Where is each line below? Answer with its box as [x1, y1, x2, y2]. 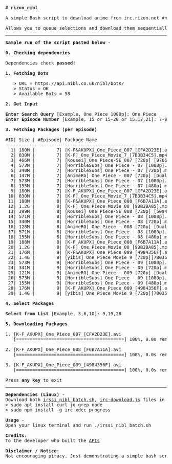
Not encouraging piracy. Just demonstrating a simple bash [5, 453, 157, 459]
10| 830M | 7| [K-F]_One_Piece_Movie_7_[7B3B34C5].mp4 [8, 193, 167, 199]
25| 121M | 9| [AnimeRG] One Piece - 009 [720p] [8, 270, 152, 276]
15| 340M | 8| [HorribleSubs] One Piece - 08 [8, 219, 143, 225]
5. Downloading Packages [5, 321, 68, 327]
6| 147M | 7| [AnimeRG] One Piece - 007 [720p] [10, 173, 152, 179]
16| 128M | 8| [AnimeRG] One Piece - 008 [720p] [8, 224, 152, 230]
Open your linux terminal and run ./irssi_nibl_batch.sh [5, 423, 152, 428]
